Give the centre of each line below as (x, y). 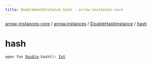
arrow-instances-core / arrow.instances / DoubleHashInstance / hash (76, 24)
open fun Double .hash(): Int (35, 57)
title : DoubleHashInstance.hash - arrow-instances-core (64, 10)
